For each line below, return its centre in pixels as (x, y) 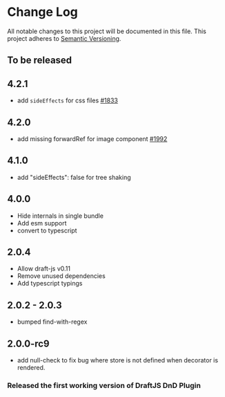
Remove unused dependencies (61, 276)
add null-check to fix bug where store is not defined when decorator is (118, 360)
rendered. (31, 368)
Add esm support (42, 223)
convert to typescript (47, 230)
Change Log (42, 12)
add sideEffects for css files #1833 (68, 100)
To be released (40, 61)
